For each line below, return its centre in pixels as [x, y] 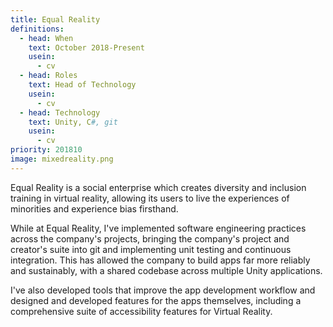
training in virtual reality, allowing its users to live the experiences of [150, 198]
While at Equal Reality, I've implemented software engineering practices [158, 228]
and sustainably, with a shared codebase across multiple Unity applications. [166, 270]
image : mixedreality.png [62, 159]
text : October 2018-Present [86, 47]
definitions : [37, 29]
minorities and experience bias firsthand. [94, 208]
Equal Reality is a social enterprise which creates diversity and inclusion [158, 187]
